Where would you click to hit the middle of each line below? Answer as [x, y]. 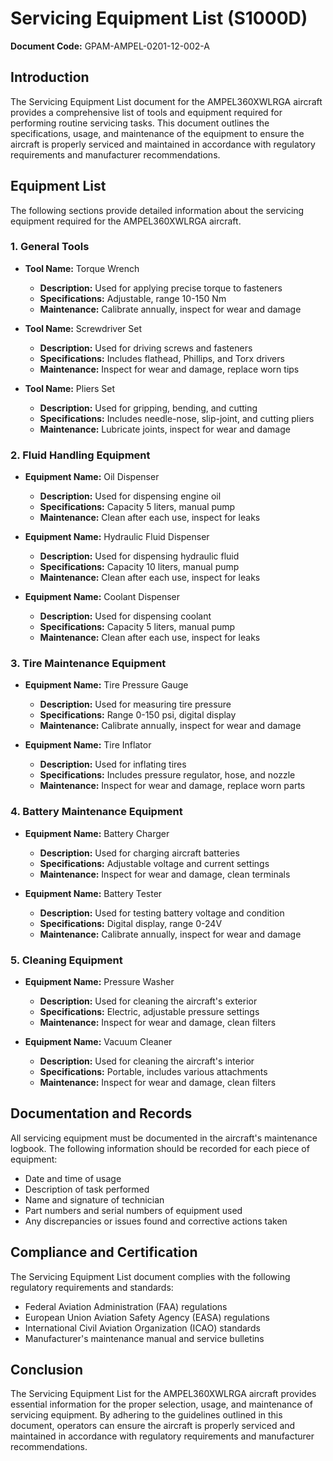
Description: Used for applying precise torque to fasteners [161, 288]
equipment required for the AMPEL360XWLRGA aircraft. [126, 221]
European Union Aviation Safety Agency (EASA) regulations [147, 1317]
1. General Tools [50, 247]
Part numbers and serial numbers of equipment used [133, 1210]
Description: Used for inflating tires [113, 764]
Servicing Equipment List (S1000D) [159, 18]
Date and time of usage [73, 1178]
